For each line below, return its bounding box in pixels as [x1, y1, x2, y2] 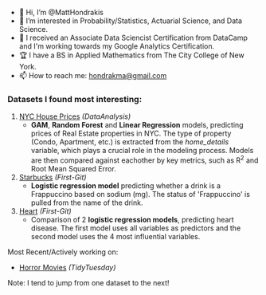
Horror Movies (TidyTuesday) [18, 262, 116, 272]
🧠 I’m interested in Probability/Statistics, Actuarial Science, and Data [18, 16, 243, 26]
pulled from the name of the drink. [30, 198, 143, 207]
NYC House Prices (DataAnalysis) [18, 112, 131, 121]
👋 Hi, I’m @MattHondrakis [18, 8, 104, 17]
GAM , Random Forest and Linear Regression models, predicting [30, 120, 244, 130]
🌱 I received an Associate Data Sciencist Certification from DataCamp [18, 33, 248, 42]
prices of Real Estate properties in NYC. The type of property [30, 128, 232, 139]
